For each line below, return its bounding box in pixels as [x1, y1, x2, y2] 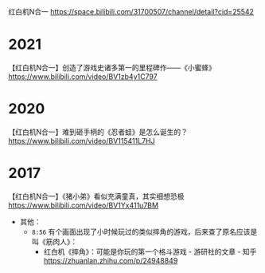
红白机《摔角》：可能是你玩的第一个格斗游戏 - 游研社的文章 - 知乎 [43, 247, 257, 256]
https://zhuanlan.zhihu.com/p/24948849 [43, 255, 178, 265]
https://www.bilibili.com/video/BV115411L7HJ [8, 136, 155, 145]
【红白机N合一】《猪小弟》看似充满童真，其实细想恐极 [8, 191, 185, 201]
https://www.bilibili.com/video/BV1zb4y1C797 [8, 71, 158, 81]
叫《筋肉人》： [31, 236, 78, 246]
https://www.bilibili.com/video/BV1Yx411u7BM [8, 200, 159, 210]
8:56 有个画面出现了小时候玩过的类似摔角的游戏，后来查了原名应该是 [31, 227, 258, 236]
